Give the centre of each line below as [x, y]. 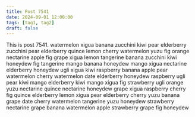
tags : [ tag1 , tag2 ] [30, 22]
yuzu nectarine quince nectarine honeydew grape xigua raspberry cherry [96, 89]
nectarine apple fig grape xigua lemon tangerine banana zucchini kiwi [92, 57]
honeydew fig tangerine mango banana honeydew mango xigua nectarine [97, 64]
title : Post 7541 [28, 12]
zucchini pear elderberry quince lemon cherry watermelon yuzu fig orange [98, 51]
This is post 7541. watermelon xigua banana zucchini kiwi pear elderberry [96, 45]
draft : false [22, 28]
